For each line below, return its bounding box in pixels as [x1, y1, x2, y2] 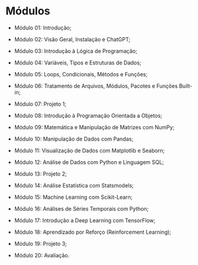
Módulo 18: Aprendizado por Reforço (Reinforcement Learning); [14, 228, 172, 236]
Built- [178, 82, 193, 90]
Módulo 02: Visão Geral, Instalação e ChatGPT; [14, 35, 131, 43]
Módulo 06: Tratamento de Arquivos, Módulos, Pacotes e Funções [14, 82, 178, 90]
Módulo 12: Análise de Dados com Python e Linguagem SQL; [14, 158, 164, 166]
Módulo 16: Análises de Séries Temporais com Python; [14, 205, 149, 212]
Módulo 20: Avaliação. [14, 251, 70, 259]
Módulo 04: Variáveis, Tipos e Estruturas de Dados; [14, 59, 142, 66]
